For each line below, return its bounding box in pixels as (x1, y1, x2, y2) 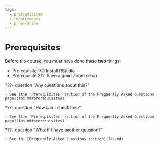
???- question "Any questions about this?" (5, 82, 90, 88)
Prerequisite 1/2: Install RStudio (12, 68, 75, 73)
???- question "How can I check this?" (5, 105, 82, 111)
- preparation (9, 21, 38, 26)
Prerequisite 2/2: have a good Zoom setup (12, 73, 97, 79)
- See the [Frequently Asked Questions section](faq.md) (5, 137, 124, 142)
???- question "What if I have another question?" (5, 127, 103, 133)
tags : (5, 7, 16, 12)
